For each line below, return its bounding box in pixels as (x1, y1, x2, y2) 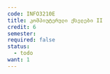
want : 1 (7, 56, 31, 63)
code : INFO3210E (7, 10, 55, 18)
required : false (7, 37, 55, 44)
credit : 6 (7, 23, 37, 30)
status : (7, 43, 31, 50)
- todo (13, 50, 33, 57)
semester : (7, 30, 37, 37)
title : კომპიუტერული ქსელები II (7, 17, 103, 24)
